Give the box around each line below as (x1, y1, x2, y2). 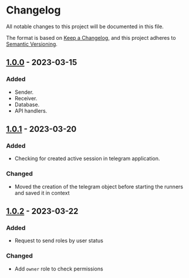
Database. (14, 101, 40, 108)
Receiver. (14, 94, 38, 101)
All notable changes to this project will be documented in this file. (6, 23, 164, 30)
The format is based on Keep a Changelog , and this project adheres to (6, 34, 176, 41)
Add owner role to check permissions (14, 265, 104, 272)
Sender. (14, 89, 34, 96)
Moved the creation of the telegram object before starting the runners (14, 183, 184, 190)
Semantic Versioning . (6, 40, 58, 48)
